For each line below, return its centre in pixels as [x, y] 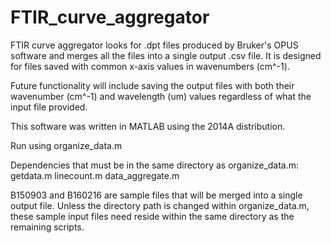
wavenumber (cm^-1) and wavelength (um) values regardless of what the [161, 96]
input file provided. [49, 107]
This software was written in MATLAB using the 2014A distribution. [148, 126]
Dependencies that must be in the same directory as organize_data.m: [155, 165]
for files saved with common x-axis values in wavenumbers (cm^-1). [150, 66]
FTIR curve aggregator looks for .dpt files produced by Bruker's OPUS [154, 45]
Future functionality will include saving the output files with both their [152, 85]
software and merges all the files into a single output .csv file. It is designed [166, 55]
